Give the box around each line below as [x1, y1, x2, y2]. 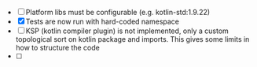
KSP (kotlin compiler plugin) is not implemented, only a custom [25, 26, 229, 35]
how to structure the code [15, 43, 100, 52]
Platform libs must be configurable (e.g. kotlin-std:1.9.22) [25, 7, 211, 17]
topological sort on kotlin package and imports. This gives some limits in [15, 34, 250, 43]
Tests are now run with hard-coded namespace [25, 17, 179, 26]
